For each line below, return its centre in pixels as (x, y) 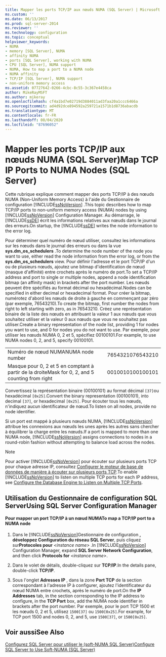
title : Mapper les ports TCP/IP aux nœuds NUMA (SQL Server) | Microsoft (83, 10)
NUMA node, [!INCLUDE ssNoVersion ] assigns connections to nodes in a (79, 437)
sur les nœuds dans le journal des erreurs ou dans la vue (63, 246)
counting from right (30, 379)
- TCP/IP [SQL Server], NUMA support (44, 79)
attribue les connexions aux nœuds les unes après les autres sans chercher (82, 427)
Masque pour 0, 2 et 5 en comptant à (51, 366)
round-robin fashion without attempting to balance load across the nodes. (80, 442)
